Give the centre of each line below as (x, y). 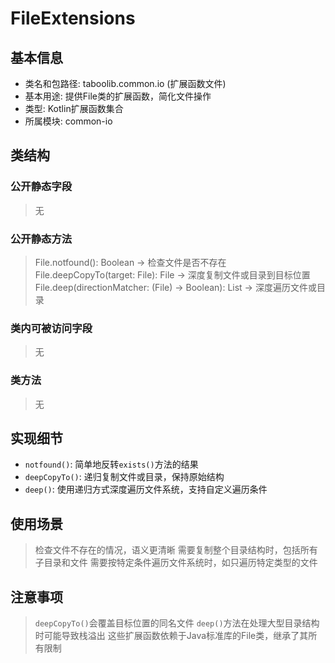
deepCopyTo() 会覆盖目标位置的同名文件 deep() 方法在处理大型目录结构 (177, 623)
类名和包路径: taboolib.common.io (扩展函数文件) (125, 83)
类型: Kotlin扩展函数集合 (74, 108)
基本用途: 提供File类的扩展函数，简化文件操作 (118, 96)
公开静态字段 (41, 187)
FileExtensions (73, 18)
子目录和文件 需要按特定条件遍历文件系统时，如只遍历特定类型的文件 (176, 563)
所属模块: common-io (68, 121)
